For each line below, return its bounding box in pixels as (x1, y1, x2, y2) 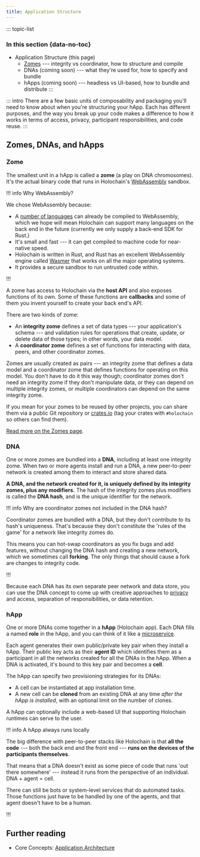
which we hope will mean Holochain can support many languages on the (14, 219, 194, 226)
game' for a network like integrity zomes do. (6, 528, 115, 536)
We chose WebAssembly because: (6, 201, 91, 208)
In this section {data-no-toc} (6, 40, 91, 48)
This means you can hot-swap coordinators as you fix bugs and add (6, 540, 174, 548)
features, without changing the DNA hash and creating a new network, (6, 546, 180, 554)
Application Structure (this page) (14, 53, 96, 60)
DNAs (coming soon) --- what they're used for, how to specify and (23, 66, 188, 74)
